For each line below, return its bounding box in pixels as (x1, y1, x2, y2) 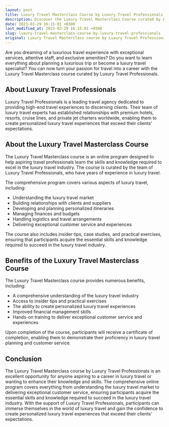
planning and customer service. (5, 340, 71, 346)
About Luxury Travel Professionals (5, 85, 117, 94)
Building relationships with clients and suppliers (12, 200, 112, 206)
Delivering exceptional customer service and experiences (12, 221, 132, 227)
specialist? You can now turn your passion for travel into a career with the (5, 65, 158, 71)
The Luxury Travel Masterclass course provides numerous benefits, (5, 278, 145, 284)
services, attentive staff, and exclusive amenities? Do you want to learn (5, 54, 152, 60)
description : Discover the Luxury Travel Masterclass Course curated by (5, 17, 161, 22)
